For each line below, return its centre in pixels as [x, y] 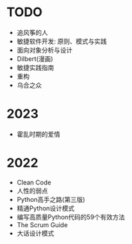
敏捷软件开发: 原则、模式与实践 [61, 41]
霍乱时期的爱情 [38, 134]
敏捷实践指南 [35, 67]
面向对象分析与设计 [45, 50]
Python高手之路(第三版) [51, 199]
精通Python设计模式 [46, 208]
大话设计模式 [35, 233]
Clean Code [34, 182]
